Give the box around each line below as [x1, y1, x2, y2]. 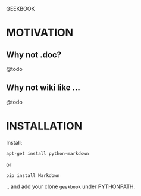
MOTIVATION [6, 26, 73, 39]
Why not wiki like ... [6, 83, 80, 93]
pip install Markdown [6, 172, 60, 178]
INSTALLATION [6, 119, 82, 133]
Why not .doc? [6, 49, 61, 60]
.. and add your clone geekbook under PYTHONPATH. [6, 183, 136, 190]
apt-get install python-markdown [6, 150, 89, 157]
